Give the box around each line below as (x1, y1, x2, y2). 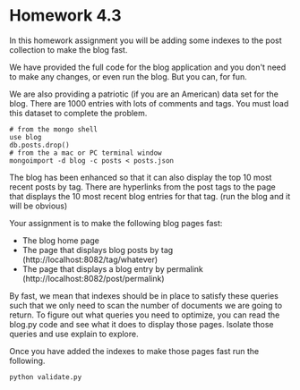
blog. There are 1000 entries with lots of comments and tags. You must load (9, 97, 289, 108)
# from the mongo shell (9, 124, 99, 134)
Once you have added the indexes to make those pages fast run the (9, 345, 260, 356)
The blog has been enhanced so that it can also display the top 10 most (9, 172, 272, 182)
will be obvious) (9, 200, 68, 211)
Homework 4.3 (9, 5, 123, 26)
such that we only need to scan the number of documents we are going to (9, 300, 283, 310)
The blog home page (21, 234, 100, 246)
